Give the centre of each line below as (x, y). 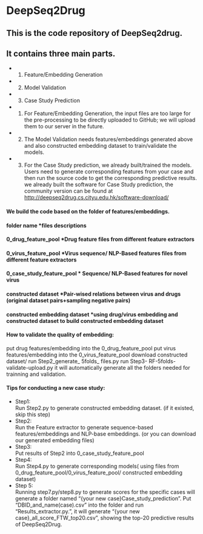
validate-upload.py (30, 367)
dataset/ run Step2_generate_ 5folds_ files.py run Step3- (77, 361)
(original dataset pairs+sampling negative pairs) (68, 300)
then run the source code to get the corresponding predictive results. (110, 178)
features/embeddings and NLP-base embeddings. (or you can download (105, 434)
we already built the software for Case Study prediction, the (99, 185)
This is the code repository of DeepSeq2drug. (95, 33)
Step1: (23, 401)
